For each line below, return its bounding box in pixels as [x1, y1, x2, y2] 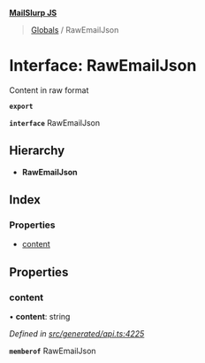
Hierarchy [9, 143, 65, 158]
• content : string [9, 312, 71, 322]
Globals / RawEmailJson [30, 25, 119, 35]
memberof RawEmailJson [9, 345, 96, 357]
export [9, 102, 34, 111]
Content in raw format [9, 84, 89, 96]
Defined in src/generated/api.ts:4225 [9, 328, 145, 339]
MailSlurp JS [9, 8, 57, 18]
